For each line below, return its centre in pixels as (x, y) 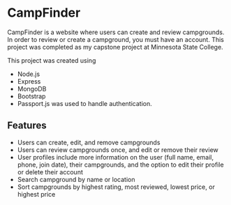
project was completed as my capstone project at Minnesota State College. (115, 47)
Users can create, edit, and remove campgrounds (89, 142)
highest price (36, 194)
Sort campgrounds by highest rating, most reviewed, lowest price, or (116, 187)
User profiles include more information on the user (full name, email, (115, 157)
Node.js (29, 74)
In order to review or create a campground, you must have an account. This (116, 39)
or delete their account (50, 172)
